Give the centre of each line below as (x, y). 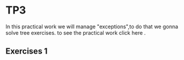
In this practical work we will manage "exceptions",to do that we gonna (92, 26)
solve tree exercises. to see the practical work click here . (76, 32)
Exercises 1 (27, 51)
